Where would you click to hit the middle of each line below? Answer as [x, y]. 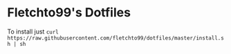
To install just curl [33, 31]
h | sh [17, 44]
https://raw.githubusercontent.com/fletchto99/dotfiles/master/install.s [116, 38]
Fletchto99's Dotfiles [69, 13]
